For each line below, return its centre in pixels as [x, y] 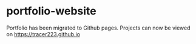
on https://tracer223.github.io [43, 34]
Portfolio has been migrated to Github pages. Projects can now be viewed [98, 28]
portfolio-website [51, 11]
